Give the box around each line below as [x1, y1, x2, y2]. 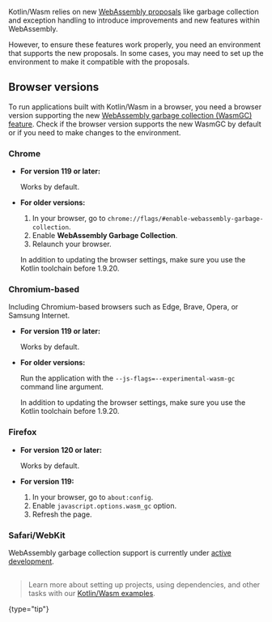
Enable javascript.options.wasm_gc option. [32, 501, 176, 510]
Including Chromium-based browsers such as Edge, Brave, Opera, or [8, 302, 239, 312]
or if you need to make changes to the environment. [8, 127, 181, 137]
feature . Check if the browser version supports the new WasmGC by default [8, 119, 261, 129]
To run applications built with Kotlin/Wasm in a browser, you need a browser [8, 101, 261, 112]
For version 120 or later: [19, 445, 103, 454]
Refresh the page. [32, 509, 92, 519]
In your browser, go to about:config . [32, 492, 154, 501]
